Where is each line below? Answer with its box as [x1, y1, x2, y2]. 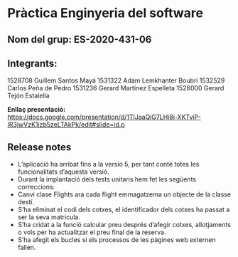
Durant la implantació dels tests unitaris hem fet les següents [17, 175, 197, 184]
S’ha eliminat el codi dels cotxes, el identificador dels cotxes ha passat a [17, 205, 230, 214]
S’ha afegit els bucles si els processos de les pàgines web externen [17, 236, 216, 244]
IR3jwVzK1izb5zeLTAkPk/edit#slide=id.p [7, 120, 126, 129]
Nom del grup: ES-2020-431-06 [7, 33, 152, 46]
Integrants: [7, 57, 58, 69]
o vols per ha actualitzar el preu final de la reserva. [17, 228, 166, 236]
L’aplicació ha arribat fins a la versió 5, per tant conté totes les [17, 160, 200, 169]
